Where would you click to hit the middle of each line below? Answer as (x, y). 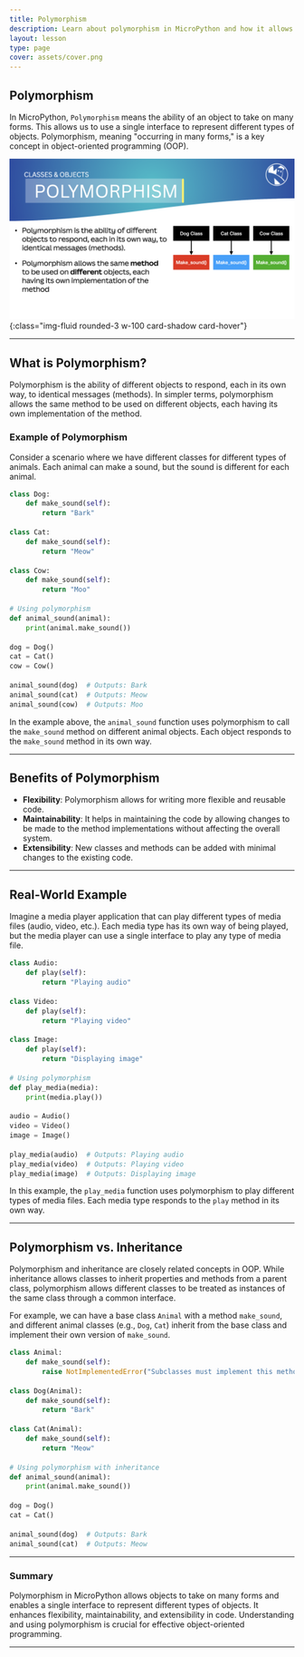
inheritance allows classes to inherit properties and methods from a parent (148, 1279)
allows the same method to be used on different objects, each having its (144, 405)
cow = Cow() (32, 667)
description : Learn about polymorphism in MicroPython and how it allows (152, 29)
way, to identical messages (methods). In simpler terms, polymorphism (142, 395)
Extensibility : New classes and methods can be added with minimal (149, 848)
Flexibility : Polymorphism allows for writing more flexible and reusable (154, 800)
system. (37, 838)
